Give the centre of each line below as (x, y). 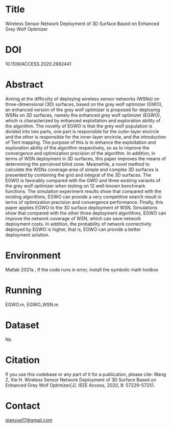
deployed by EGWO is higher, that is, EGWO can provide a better (73, 229)
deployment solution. (28, 234)
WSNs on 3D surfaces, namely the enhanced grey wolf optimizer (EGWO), (83, 115)
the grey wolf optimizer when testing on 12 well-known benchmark (75, 186)
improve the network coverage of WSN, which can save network (73, 218)
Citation (22, 360)
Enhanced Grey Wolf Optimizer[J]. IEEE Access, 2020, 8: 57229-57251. (80, 385)
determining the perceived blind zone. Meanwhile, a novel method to (77, 164)
